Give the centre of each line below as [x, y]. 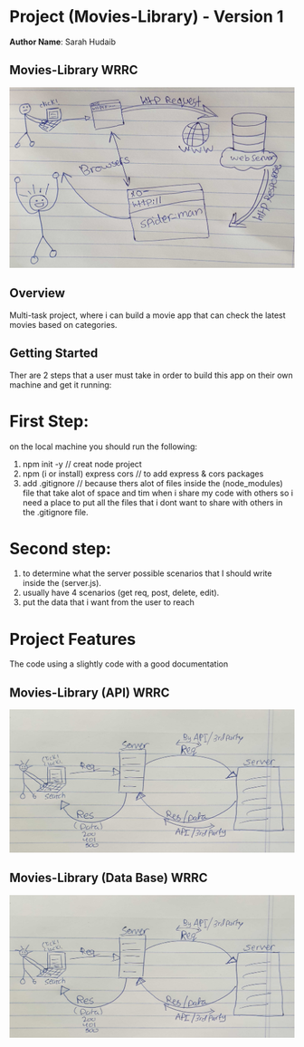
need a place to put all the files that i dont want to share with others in [152, 502]
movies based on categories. [63, 324]
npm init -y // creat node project [82, 464]
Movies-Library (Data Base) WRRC [109, 878]
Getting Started [54, 354]
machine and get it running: [61, 384]
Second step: [60, 548]
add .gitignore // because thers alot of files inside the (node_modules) [152, 483]
